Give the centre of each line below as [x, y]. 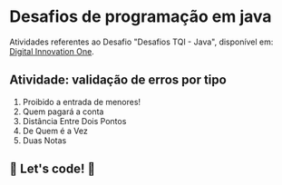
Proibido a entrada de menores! [82, 102]
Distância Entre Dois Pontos [74, 121]
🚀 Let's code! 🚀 [53, 169]
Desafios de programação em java [141, 17]
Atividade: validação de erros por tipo [118, 80]
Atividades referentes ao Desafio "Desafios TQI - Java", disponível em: [141, 42]
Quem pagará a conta [63, 112]
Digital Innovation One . [52, 51]
